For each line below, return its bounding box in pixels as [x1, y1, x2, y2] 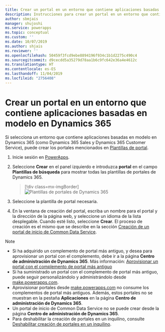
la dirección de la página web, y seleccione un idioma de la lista [12, 213, 141, 219]
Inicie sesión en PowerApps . [12, 154, 70, 160]
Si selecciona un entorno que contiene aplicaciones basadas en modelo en [5, 134, 157, 140]
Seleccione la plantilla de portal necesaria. [12, 198, 98, 204]
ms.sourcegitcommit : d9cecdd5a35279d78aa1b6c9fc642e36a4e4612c [5, 58, 137, 62]
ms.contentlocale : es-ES [5, 67, 56, 72]
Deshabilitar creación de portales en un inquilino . [12, 321, 112, 327]
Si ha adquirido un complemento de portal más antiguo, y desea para [12, 248, 152, 254]
